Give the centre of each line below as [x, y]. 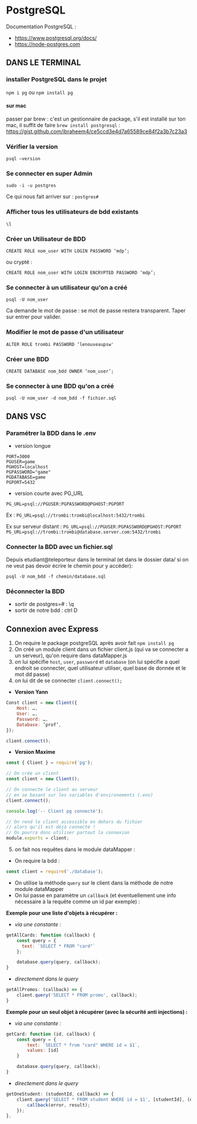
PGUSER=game [21, 462]
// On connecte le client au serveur [52, 790]
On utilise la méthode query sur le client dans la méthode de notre [94, 883]
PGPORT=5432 [21, 482]
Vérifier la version [32, 147]
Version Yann [31, 692]
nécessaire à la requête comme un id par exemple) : [77, 902]
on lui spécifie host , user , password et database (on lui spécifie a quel [97, 662]
